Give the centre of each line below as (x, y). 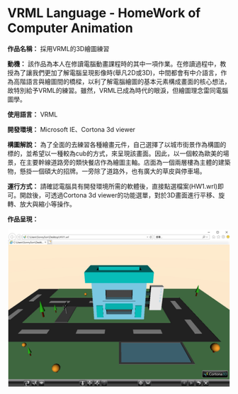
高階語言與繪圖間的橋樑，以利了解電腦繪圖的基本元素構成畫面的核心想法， (122, 81)
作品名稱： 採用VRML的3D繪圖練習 (58, 48)
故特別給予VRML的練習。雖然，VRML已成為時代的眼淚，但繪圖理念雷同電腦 (118, 90)
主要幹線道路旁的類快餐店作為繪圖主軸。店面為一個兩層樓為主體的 (122, 162)
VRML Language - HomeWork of (104, 13)
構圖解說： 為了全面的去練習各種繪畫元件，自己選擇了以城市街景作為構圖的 (117, 144)
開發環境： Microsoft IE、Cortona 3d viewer (72, 129)
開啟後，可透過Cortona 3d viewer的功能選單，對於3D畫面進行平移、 (119, 195)
